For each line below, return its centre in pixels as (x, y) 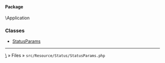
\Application (17, 18)
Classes (15, 31)
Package (14, 7)
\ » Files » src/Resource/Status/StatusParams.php (55, 56)
